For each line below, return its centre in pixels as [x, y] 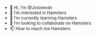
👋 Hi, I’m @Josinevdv [31, 8]
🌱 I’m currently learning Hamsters [43, 18]
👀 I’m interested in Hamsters [38, 13]
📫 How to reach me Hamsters [40, 28]
